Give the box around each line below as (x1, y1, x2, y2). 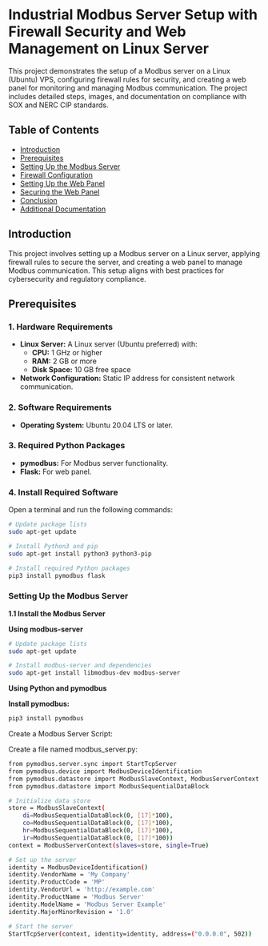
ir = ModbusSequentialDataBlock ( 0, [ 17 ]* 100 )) (22, 834, 174, 842)
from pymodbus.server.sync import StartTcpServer (8, 760, 178, 768)
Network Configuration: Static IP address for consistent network (19, 374, 235, 383)
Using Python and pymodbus (8, 683, 107, 693)
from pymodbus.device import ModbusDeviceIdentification (8, 767, 202, 776)
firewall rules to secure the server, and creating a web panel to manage (8, 257, 243, 267)
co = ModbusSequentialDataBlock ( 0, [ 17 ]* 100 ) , (22, 819, 174, 828)
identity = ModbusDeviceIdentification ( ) (8, 863, 149, 872)
